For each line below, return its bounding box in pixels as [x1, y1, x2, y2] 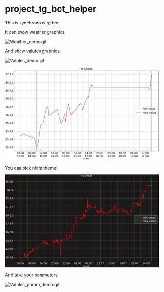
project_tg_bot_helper [5, 3, 97, 15]
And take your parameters [5, 272, 58, 278]
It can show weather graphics [5, 29, 65, 35]
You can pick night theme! [5, 165, 58, 171]
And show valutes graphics [5, 48, 60, 54]
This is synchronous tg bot [5, 20, 59, 25]
